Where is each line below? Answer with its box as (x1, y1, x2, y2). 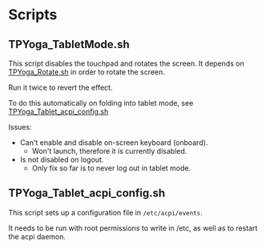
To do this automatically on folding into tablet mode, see (8, 98, 194, 107)
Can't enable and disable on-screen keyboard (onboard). (19, 138, 208, 147)
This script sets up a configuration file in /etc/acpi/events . (8, 207, 203, 217)
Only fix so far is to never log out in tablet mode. (31, 163, 191, 173)
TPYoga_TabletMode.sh (8, 38, 130, 51)
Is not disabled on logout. (19, 155, 104, 164)
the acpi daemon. (8, 231, 66, 241)
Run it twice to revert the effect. (8, 82, 113, 92)
